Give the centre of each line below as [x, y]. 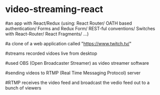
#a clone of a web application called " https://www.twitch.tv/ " [68, 43]
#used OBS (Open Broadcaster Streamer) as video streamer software [77, 63]
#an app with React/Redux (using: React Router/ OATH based [69, 23]
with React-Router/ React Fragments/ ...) [47, 34]
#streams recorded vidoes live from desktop [51, 53]
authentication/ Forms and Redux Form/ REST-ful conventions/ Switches [80, 28]
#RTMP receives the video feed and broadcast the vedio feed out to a [77, 82]
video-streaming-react [54, 9]
